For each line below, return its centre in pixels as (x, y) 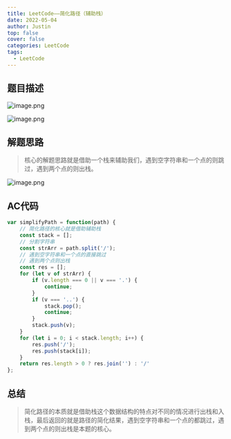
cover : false (26, 39)
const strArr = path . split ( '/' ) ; (68, 248)
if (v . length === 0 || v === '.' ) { (85, 281)
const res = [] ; (43, 268)
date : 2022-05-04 (32, 20)
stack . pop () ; (63, 306)
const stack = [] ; (46, 235)
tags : (15, 53)
